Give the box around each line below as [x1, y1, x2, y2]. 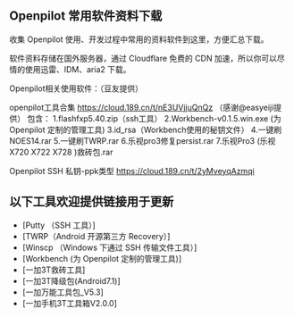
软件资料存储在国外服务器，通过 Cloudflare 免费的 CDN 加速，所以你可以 [9, 53, 278, 63]
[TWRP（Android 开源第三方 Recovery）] [21, 230, 171, 241]
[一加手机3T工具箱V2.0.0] [21, 297, 118, 308]
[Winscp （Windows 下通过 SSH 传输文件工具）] [21, 242, 197, 253]
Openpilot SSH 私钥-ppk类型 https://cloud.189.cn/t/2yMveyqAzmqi [9, 165, 255, 176]
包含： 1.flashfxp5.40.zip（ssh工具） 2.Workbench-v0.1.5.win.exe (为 [26, 113, 281, 123]
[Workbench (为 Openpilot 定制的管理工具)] [21, 253, 182, 263]
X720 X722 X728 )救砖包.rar [9, 146, 113, 157]
